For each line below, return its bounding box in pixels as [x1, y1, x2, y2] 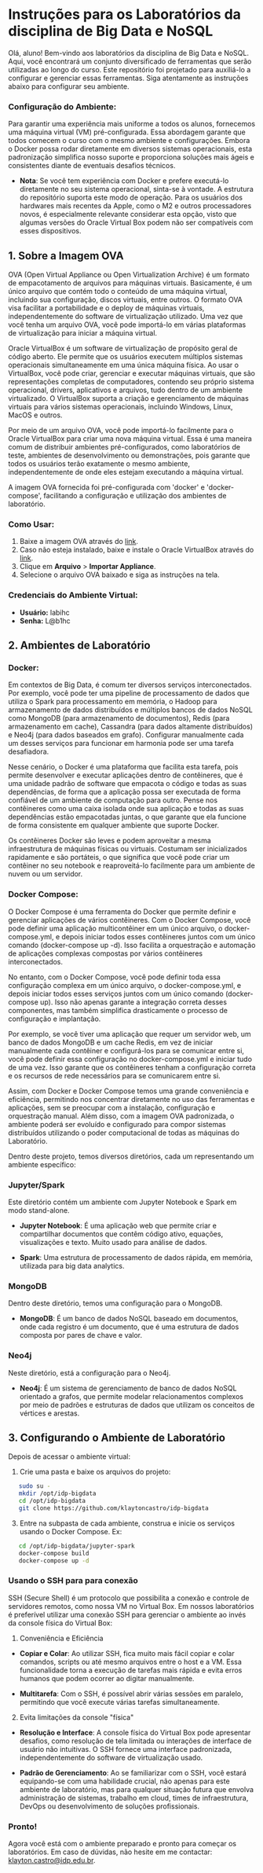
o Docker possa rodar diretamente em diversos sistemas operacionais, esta [8, 144, 253, 154]
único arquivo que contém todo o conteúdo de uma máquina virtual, [8, 287, 228, 296]
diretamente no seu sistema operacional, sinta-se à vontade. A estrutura [19, 185, 254, 194]
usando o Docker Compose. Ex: [19, 1526, 122, 1536]
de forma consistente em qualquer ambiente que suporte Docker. [8, 821, 220, 830]
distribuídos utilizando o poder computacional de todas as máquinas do [8, 1128, 239, 1137]
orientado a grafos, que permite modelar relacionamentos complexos [19, 1391, 243, 1401]
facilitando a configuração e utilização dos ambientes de [42, 491, 227, 501]
